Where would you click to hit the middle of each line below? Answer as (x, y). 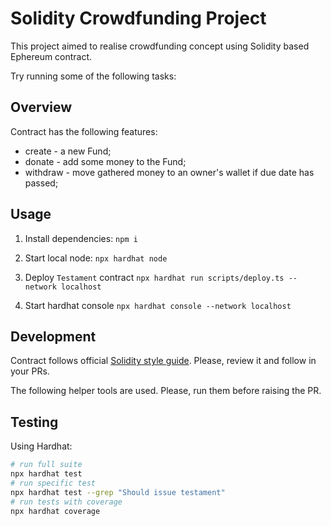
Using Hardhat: (41, 446)
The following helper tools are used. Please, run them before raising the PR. (166, 391)
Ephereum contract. (51, 56)
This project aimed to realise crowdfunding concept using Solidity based (160, 46)
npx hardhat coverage (55, 511)
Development (53, 336)
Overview (41, 107)
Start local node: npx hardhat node (96, 258)
